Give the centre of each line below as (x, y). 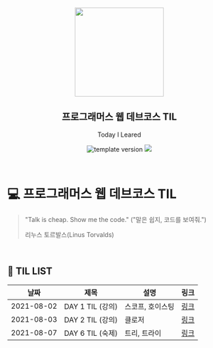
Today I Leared (119, 135)
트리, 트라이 (143, 333)
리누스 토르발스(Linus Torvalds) (70, 234)
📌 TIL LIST (30, 271)
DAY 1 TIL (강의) (91, 306)
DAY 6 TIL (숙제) (91, 333)
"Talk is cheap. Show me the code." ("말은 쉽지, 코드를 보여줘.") (116, 219)
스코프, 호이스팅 (149, 306)
